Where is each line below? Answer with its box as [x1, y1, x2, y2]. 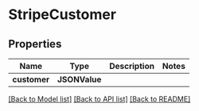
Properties [8, 37, 62, 51]
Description [108, 61, 155, 71]
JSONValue [57, 74, 102, 85]
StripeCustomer [8, 6, 117, 24]
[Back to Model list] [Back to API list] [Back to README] [8, 94, 191, 104]
